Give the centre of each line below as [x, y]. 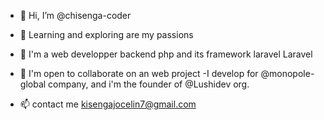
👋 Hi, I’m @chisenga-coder [75, 15]
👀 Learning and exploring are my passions [106, 34]
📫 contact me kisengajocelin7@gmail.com [108, 104]
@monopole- [287, 73]
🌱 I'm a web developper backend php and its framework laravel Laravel [166, 54]
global [33, 84]
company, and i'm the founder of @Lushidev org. [149, 84]
